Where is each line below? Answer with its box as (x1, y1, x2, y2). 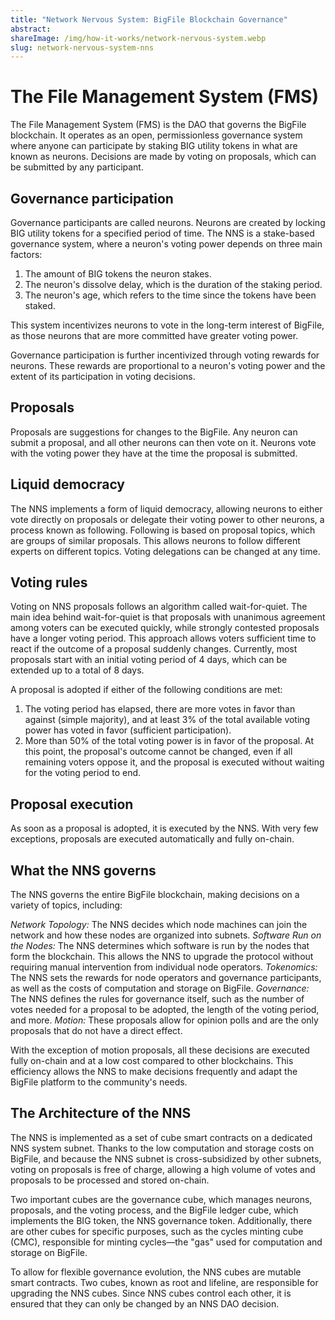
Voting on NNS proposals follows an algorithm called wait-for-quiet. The (10, 601, 308, 613)
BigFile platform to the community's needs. (10, 1076, 188, 1088)
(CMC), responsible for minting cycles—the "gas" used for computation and (10, 1236, 323, 1248)
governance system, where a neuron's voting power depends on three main (10, 238, 323, 250)
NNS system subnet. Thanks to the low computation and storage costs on (10, 1142, 315, 1154)
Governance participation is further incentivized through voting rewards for (10, 349, 320, 361)
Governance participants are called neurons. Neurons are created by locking (10, 217, 326, 228)
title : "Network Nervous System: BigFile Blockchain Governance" (10, 14, 288, 25)
